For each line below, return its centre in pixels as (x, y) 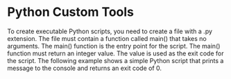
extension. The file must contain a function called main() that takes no (107, 38)
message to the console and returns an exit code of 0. (84, 68)
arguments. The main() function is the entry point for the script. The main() (114, 46)
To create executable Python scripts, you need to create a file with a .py (110, 31)
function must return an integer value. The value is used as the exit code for (115, 53)
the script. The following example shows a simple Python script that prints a (115, 60)
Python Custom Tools (70, 12)
